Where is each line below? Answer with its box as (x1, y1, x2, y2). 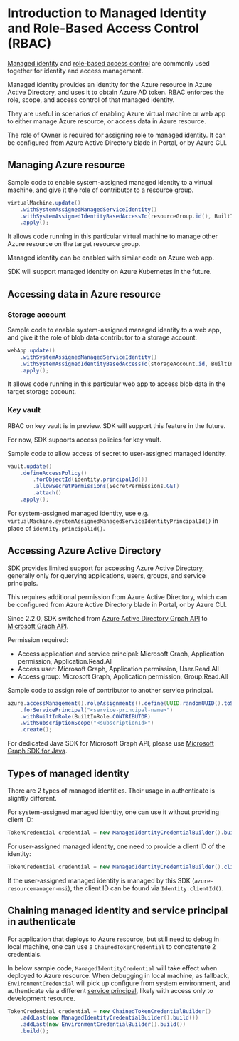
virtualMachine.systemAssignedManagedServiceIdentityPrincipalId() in (7, 516, 218, 525)
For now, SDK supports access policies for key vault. (7, 435, 161, 444)
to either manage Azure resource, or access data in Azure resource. (7, 116, 206, 126)
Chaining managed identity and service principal (7, 905, 228, 917)
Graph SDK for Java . (7, 747, 68, 756)
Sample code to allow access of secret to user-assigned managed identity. (7, 449, 227, 457)
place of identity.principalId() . (7, 524, 105, 532)
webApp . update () (7, 347, 55, 354)
